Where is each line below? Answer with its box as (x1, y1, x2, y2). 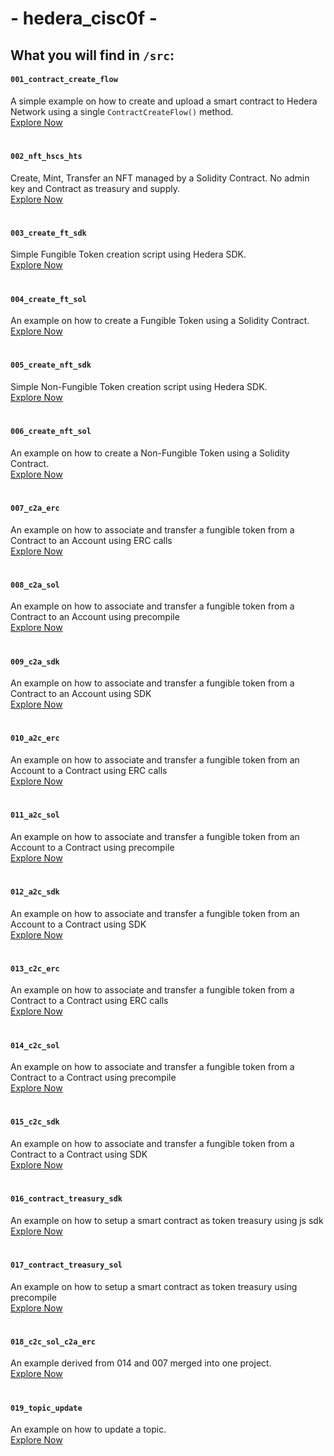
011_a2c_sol (10, 810, 60, 821)
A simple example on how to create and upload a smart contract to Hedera (10, 95, 318, 107)
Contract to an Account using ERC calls (10, 534, 173, 546)
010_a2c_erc (10, 733, 60, 744)
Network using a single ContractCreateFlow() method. (10, 105, 234, 117)
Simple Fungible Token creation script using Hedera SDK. (10, 248, 247, 261)
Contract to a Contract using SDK (10, 1148, 148, 1160)
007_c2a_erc (10, 503, 60, 513)
